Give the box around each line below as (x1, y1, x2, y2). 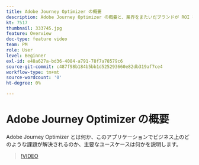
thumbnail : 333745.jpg (6, 25, 62, 31)
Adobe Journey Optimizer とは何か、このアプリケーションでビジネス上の (6, 133, 185, 140)
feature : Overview (6, 31, 52, 37)
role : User (6, 47, 33, 53)
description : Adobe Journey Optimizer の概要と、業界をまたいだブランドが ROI (6, 14, 190, 20)
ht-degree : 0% (6, 80, 41, 86)
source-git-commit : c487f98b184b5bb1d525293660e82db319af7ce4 (6, 63, 163, 70)
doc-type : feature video (6, 36, 68, 42)
